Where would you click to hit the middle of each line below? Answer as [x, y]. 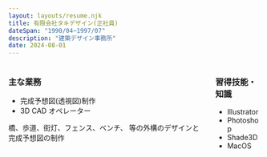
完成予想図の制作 [36, 138]
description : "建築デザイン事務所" [62, 38]
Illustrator [243, 112]
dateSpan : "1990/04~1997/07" [57, 30]
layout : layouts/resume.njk [55, 16]
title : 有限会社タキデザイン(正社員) [63, 23]
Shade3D [243, 138]
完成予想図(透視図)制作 [58, 101]
